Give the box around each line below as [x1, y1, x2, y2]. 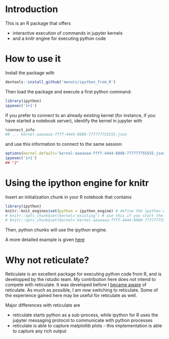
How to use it [5, 53, 61, 65]
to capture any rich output [12, 328, 67, 334]
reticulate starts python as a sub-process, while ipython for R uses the [12, 312, 158, 318]
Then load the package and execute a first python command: [5, 88, 132, 94]
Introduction [5, 4, 58, 15]
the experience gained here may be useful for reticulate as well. [5, 293, 137, 299]
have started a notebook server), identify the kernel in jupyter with [5, 118, 142, 124]
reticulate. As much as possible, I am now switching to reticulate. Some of [5, 287, 158, 293]
